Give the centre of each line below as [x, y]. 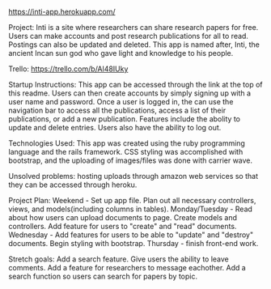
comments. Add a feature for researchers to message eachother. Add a [127, 268]
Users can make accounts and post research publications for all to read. [129, 36]
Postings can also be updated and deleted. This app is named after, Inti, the [134, 45]
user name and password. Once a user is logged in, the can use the [121, 102]
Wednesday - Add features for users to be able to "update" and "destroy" [131, 235]
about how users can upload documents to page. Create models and [123, 217]
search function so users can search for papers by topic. [103, 276]
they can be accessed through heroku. [73, 185]
